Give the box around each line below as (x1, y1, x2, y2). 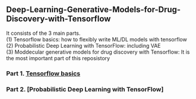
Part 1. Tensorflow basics (6, 69, 81, 77)
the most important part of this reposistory (6, 54, 110, 61)
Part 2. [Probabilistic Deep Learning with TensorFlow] (6, 85, 164, 93)
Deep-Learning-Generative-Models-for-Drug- (6, 5, 181, 15)
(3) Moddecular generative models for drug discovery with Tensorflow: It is (6, 48, 190, 55)
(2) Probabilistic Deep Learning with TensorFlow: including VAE (6, 42, 162, 49)
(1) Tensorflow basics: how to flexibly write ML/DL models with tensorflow (6, 35, 187, 43)
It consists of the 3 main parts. (6, 29, 81, 37)
